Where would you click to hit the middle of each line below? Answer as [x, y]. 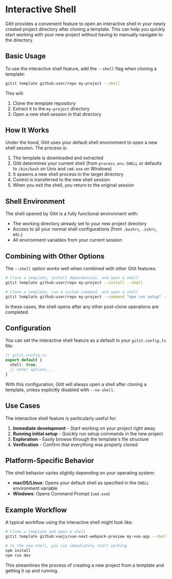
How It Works [27, 130]
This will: [15, 93]
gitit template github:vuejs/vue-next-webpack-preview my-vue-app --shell [87, 537]
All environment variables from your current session [67, 240]
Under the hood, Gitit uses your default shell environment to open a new [81, 143]
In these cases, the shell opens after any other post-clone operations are [82, 306]
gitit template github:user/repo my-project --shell [63, 83]
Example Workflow [36, 510]
